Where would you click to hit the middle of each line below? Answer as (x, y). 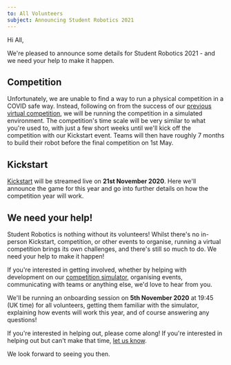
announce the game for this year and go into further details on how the (108, 189)
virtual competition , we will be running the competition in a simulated (105, 113)
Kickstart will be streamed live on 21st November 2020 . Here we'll (102, 181)
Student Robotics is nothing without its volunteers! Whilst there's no (103, 234)
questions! (22, 319)
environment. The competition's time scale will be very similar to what (106, 121)
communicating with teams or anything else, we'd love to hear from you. (110, 284)
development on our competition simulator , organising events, (95, 277)
